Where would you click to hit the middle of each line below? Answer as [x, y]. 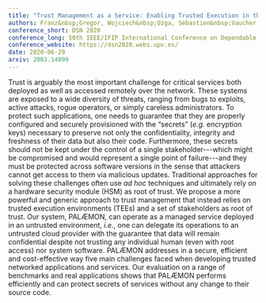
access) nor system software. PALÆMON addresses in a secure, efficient [128, 250]
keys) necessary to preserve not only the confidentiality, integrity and [122, 132]
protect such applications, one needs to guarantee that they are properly [127, 116]
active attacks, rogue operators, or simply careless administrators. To [122, 107]
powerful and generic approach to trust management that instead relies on [130, 199]
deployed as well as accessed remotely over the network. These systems [128, 90]
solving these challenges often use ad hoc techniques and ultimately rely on [133, 183]
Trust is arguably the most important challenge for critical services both [125, 82]
